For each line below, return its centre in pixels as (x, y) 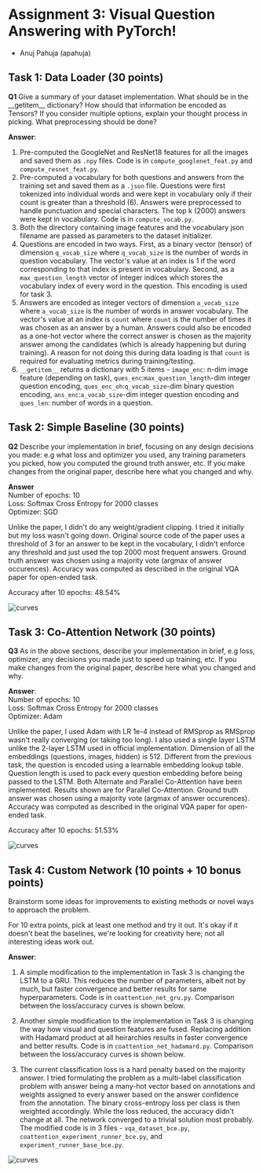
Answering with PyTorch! (92, 31)
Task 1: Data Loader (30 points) (86, 77)
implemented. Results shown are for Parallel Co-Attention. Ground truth (123, 790)
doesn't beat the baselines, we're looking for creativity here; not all (117, 934)
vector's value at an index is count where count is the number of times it (135, 319)
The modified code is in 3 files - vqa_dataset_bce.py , (104, 1128)
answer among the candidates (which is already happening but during (133, 344)
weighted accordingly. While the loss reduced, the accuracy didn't (126, 1111)
